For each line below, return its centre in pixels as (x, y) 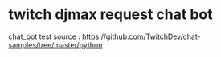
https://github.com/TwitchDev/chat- (141, 36)
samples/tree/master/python (55, 44)
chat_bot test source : (44, 36)
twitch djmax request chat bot (110, 15)
